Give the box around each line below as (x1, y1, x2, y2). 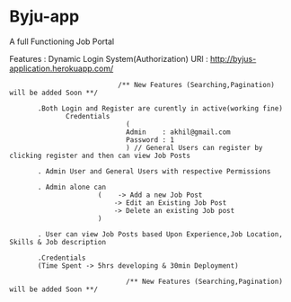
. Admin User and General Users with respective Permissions (37, 166, 271, 176)
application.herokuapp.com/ (9, 63, 114, 74)
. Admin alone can (37, 182, 106, 191)
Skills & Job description (9, 237, 106, 246)
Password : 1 (125, 135, 175, 145)
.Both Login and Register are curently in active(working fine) (37, 103, 283, 113)
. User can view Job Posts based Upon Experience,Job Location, (37, 229, 283, 239)
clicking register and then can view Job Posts (9, 151, 191, 160)
